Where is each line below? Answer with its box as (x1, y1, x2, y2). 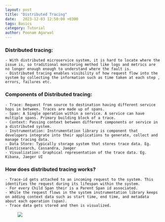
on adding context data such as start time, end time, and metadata (5, 194, 149, 199)
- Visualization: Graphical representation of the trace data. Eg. (5, 150, 147, 155)
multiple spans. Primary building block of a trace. (5, 115, 116, 120)
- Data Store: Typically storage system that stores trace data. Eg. (5, 141, 152, 146)
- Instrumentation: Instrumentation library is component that (5, 128, 138, 133)
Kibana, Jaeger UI (5, 154, 43, 159)
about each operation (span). (5, 199, 68, 204)
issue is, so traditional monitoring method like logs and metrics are (5, 62, 156, 67)
